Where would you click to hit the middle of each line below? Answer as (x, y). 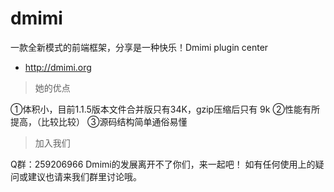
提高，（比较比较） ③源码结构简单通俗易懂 (99, 121)
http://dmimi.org (58, 67)
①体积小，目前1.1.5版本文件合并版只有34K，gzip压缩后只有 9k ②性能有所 (165, 109)
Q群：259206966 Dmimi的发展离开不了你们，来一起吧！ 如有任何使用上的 (163, 164)
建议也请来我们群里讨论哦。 (84, 176)
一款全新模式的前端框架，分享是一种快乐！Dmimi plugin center (139, 47)
